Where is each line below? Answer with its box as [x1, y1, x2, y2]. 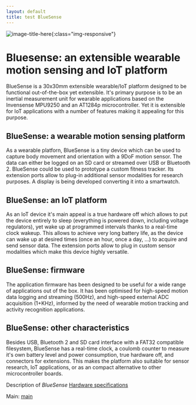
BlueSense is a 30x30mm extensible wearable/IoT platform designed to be [6, 83, 187, 90]
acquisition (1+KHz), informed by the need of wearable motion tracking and [6, 300, 189, 307]
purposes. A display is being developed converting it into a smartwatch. [6, 178, 180, 185]
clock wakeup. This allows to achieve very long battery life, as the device [6, 230, 184, 237]
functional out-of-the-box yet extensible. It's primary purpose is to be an [6, 89, 182, 96]
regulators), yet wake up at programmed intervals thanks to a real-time [6, 223, 178, 230]
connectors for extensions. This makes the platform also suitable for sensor [6, 357, 190, 364]
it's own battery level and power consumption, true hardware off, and [6, 351, 174, 358]
